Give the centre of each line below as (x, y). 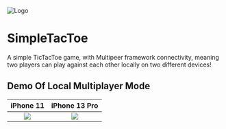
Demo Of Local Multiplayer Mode (79, 86)
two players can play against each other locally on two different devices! (109, 64)
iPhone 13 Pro (75, 105)
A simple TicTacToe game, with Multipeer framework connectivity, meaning (113, 57)
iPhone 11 (27, 105)
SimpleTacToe (48, 38)
